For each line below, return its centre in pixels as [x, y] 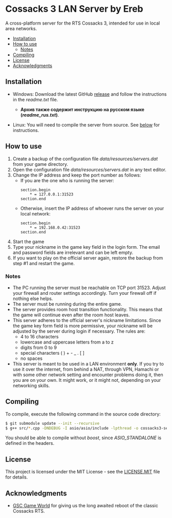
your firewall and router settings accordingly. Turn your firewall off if [84, 293]
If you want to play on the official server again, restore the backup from [88, 258]
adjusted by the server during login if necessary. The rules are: [79, 331]
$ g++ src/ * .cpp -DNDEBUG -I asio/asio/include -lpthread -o [72, 428]
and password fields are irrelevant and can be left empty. [73, 252]
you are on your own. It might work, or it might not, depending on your [87, 380]
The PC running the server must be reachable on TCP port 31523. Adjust [89, 288]
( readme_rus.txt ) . [40, 115]
